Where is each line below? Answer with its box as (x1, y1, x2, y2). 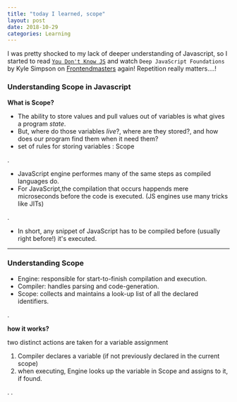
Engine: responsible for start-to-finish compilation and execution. (17, 274, 207, 283)
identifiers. (17, 297, 49, 305)
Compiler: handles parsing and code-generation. (17, 282, 159, 290)
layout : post (7, 17, 46, 24)
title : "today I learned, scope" (7, 10, 106, 18)
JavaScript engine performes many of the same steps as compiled (17, 169, 212, 177)
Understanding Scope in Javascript (7, 82, 131, 92)
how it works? (7, 324, 49, 333)
